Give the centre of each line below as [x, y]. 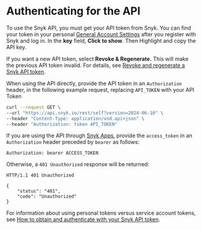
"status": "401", [39, 192]
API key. [16, 47]
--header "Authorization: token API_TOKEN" [62, 124]
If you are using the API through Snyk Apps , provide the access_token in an [99, 136]
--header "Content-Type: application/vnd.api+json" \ [76, 118]
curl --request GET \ [34, 107]
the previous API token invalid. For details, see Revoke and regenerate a [96, 65]
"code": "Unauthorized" [47, 197]
